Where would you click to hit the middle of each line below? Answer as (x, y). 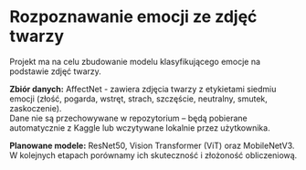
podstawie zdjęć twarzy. (56, 71)
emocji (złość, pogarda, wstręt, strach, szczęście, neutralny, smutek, (138, 99)
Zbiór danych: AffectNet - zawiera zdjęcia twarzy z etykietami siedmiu (143, 89)
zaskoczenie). (36, 108)
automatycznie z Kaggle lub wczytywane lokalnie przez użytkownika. (140, 127)
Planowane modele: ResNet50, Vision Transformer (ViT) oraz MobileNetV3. (152, 145)
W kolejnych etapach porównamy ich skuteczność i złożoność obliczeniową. (153, 155)
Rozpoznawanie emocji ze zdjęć (133, 17)
